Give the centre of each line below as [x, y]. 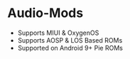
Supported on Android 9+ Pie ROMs [70, 48]
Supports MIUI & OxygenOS [58, 33]
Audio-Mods [45, 13]
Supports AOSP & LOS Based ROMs [70, 40]
